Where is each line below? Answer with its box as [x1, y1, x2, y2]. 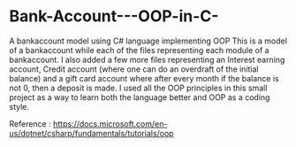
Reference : [9, 118, 51, 129]
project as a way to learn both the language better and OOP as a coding [9, 91, 270, 103]
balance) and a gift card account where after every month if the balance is [9, 73, 280, 83]
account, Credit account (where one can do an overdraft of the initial [9, 64, 259, 74]
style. [9, 101, 29, 112]
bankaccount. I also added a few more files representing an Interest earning [9, 54, 285, 65]
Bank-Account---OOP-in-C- [9, 6, 219, 27]
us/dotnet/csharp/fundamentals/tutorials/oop [9, 128, 174, 138]
